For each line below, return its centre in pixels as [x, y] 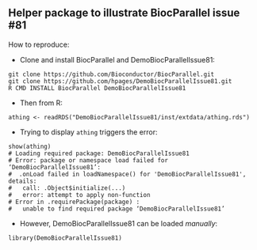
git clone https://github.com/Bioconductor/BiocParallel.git [111, 74]
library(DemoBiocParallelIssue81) [65, 238]
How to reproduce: [39, 44]
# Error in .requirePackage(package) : [74, 202]
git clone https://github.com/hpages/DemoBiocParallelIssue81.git [120, 81]
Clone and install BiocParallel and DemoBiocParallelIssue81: [117, 59]
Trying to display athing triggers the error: [88, 132]
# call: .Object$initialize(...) [67, 188]
